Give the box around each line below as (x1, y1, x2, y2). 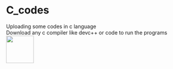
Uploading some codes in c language (6, 23, 97, 30)
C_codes (6, 4, 49, 17)
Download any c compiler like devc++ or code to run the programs (6, 29, 168, 36)
